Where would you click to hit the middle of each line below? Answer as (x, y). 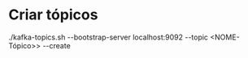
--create (57, 45)
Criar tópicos (53, 15)
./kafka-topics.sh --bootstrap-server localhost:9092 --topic (109, 37)
